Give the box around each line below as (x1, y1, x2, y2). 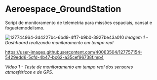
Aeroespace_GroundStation (5, 3, 121, 15)
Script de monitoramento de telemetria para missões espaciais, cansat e (5, 20, 153, 26)
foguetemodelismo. (5, 25, 45, 30)
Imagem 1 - (125, 34, 148, 40)
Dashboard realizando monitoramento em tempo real (5, 39, 114, 45)
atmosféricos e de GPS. (5, 69, 53, 75)
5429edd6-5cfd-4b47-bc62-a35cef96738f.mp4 (5, 54, 104, 60)
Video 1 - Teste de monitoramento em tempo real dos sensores (5, 64, 133, 70)
